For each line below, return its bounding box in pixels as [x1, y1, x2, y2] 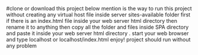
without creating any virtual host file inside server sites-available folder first [6, 11, 191, 18]
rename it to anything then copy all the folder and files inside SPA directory [6, 23, 189, 30]
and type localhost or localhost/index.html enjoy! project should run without [6, 36, 191, 43]
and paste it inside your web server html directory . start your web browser [6, 30, 189, 37]
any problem [6, 42, 37, 49]
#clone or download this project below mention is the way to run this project [6, 5, 192, 12]
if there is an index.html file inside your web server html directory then [6, 18, 178, 24]
